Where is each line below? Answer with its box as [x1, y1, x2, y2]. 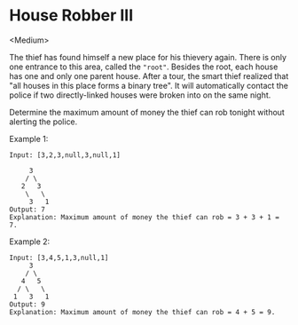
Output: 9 [9, 299, 46, 309]
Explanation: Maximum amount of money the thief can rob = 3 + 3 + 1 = [9, 212, 279, 222]
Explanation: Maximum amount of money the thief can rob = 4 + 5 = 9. [9, 307, 276, 316]
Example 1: [9, 133, 49, 144]
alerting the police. [9, 116, 78, 127]
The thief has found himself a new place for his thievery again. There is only [9, 52, 286, 62]
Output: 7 [9, 205, 46, 214]
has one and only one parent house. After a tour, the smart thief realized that [9, 70, 289, 81]
